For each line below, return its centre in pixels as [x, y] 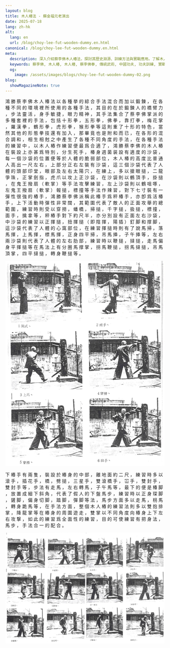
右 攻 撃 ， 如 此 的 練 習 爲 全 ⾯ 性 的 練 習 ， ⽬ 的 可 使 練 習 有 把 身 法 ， [84, 519]
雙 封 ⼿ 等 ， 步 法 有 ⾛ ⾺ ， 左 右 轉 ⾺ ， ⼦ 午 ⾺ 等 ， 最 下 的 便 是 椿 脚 [84, 487]
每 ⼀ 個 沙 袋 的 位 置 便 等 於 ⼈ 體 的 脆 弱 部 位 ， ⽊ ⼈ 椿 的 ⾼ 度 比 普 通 [84, 158]
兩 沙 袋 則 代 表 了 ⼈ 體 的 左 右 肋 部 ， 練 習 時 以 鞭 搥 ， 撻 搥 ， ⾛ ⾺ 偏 [84, 240]
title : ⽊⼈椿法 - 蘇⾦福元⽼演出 [37, 16]
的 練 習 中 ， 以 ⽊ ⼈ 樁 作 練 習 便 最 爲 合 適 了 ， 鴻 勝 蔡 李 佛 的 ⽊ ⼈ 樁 [84, 146]
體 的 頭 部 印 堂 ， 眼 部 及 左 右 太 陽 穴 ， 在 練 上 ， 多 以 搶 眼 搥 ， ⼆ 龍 [84, 171]
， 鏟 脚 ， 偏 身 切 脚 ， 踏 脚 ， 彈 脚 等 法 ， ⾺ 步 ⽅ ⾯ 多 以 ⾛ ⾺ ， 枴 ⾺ [84, 500]
